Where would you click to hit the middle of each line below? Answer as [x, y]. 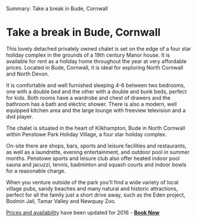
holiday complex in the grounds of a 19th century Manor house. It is [88, 55]
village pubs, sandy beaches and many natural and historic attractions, [92, 188]
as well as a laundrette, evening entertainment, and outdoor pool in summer [98, 152]
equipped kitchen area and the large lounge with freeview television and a [96, 110]
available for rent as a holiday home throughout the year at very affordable [96, 61]
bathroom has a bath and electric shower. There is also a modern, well [91, 104]
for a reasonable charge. [36, 171]
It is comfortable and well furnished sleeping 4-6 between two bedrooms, [96, 85]
